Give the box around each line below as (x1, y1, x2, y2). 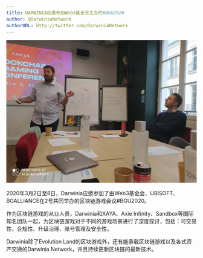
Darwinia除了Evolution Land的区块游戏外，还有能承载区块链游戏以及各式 (6, 238, 187, 245)
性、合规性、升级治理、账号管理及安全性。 (6, 225, 112, 233)
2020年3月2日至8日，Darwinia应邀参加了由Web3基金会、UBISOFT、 (6, 190, 179, 197)
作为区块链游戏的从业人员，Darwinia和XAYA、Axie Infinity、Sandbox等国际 (6, 210, 194, 218)
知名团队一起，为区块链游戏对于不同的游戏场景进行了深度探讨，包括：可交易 (6, 218, 197, 225)
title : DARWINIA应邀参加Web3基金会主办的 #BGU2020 (6, 10, 125, 16)
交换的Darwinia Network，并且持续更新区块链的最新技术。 (11, 245, 157, 253)
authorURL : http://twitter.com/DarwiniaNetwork (6, 22, 129, 28)
